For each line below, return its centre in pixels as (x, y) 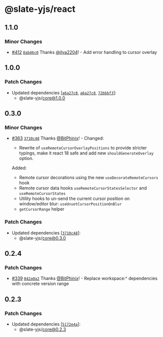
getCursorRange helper (42, 209)
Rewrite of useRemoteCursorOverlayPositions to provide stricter (83, 148)
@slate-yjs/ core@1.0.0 (42, 98)
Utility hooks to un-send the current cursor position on (74, 198)
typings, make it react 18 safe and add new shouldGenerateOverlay (86, 153)
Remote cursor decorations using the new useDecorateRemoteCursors (89, 178)
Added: (19, 168)
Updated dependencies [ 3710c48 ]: (46, 233)
